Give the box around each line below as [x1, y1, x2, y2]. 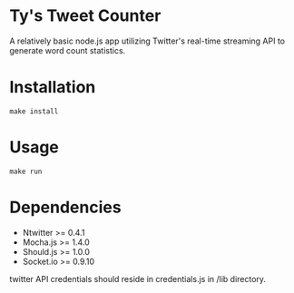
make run [9, 167, 43, 176]
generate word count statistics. [9, 44, 126, 55]
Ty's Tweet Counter [9, 5, 162, 26]
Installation [9, 77, 96, 98]
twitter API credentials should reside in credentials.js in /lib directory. [9, 273, 266, 284]
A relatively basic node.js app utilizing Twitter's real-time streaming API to [9, 35, 286, 46]
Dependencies [9, 197, 122, 218]
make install [9, 106, 59, 116]
